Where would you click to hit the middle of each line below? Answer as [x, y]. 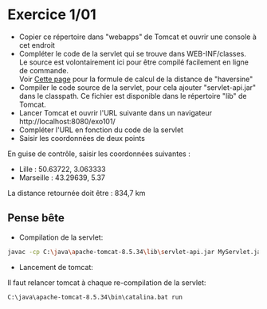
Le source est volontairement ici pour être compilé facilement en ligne [133, 62]
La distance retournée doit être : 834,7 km [77, 193]
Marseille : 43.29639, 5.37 [62, 178]
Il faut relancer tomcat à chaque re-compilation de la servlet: [107, 282]
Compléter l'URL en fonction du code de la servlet [101, 130]
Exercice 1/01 [52, 15]
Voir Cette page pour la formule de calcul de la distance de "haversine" [136, 79]
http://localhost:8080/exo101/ [67, 121]
